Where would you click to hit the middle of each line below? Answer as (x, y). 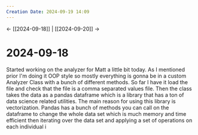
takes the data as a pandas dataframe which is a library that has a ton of (95, 95)
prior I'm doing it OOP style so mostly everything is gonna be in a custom (96, 76)
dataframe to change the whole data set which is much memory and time (96, 113)
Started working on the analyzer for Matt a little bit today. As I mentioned (96, 69)
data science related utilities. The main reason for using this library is (91, 101)
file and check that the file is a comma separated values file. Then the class (99, 88)
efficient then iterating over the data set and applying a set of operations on (99, 120)
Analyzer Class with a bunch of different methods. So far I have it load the (97, 82)
